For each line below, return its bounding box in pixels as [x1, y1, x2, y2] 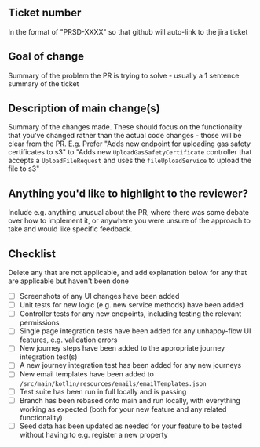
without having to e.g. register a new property [19, 430, 168, 439]
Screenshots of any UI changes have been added [19, 292, 180, 301]
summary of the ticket [8, 78, 79, 89]
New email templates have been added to [19, 369, 155, 379]
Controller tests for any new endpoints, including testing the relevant [19, 309, 242, 318]
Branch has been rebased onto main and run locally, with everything [19, 395, 241, 405]
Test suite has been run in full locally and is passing [19, 387, 187, 396]
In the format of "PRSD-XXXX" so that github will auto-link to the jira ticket [8, 27, 248, 36]
